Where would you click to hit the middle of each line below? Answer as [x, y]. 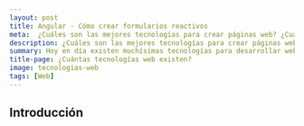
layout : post [34, 18]
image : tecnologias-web [54, 68]
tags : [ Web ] [32, 76]
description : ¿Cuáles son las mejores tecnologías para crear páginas [145, 43]
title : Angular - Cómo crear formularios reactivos [109, 26]
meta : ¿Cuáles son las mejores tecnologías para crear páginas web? [143, 34]
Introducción [47, 113]
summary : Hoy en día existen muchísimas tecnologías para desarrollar [145, 51]
